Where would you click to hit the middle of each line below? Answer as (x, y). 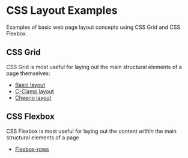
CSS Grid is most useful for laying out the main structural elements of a (94, 67)
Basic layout (30, 85)
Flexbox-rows (32, 149)
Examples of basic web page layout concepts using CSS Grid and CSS (93, 27)
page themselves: (28, 73)
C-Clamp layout (34, 91)
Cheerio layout (33, 97)
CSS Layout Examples (62, 11)
